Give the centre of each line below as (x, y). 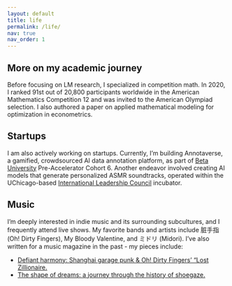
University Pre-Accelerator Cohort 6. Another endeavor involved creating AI (116, 167)
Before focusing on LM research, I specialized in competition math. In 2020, (116, 84)
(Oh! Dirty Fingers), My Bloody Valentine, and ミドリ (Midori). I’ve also (108, 239)
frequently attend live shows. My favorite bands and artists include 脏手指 (113, 229)
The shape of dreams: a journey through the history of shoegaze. (111, 274)
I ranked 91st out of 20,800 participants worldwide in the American (103, 92)
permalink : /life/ (34, 27)
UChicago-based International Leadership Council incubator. (95, 183)
